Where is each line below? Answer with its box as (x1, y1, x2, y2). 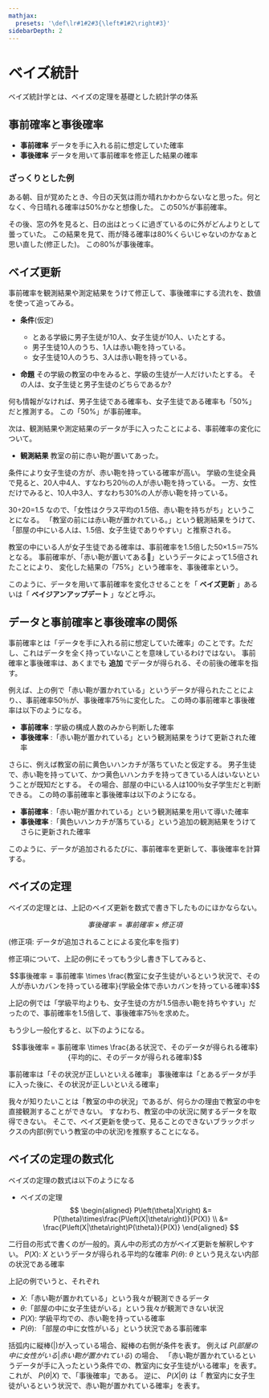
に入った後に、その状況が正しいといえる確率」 (8, 1079, 163, 1089)
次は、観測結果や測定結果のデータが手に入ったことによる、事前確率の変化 (8, 423, 255, 434)
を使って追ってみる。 (8, 298, 79, 308)
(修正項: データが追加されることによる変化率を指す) (8, 937, 179, 946)
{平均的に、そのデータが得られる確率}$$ (67, 1052, 202, 1061)
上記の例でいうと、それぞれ (8, 1276, 100, 1286)
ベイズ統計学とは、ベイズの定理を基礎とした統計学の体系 (8, 92, 198, 101)
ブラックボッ (212, 1116, 255, 1126)
